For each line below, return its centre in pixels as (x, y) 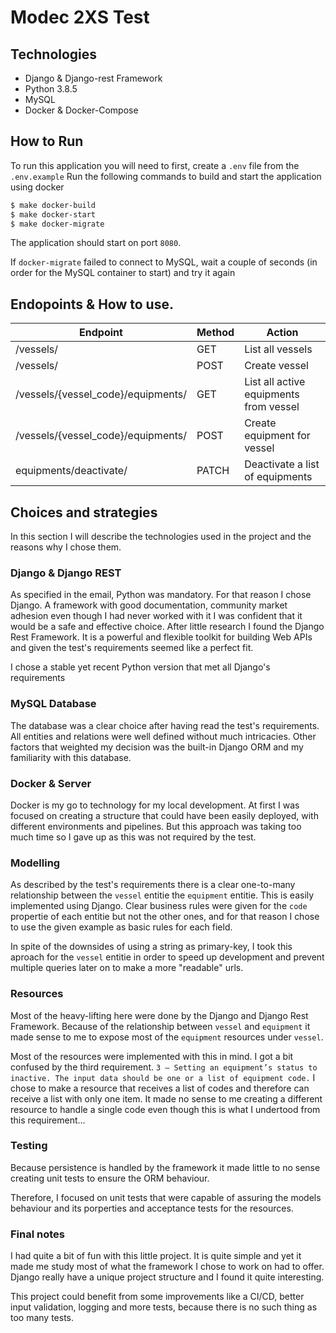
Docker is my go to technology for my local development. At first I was (155, 805)
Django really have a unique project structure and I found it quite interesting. (167, 1277)
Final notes (37, 1234)
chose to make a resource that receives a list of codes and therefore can (160, 1088)
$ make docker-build (53, 205)
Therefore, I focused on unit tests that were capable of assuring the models (166, 1197)
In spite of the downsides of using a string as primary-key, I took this (151, 947)
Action (282, 333)
